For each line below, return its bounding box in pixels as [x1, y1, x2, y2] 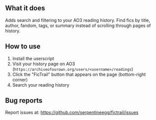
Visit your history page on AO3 [12, 61, 75, 67]
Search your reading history [12, 82, 69, 88]
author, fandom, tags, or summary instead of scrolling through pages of [5, 22, 151, 28]
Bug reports [5, 97, 43, 105]
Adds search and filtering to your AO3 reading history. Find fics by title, [5, 17, 150, 23]
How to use [5, 42, 41, 51]
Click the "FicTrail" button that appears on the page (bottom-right [12, 71, 146, 77]
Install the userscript [12, 55, 54, 61]
